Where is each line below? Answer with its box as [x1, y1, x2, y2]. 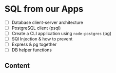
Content [4, 61, 30, 70]
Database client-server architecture [11, 19, 83, 25]
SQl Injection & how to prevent [11, 36, 73, 42]
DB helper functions [11, 47, 52, 53]
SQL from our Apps [4, 3, 84, 15]
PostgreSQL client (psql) [11, 25, 61, 31]
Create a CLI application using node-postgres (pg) [11, 31, 112, 36]
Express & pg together [11, 41, 57, 47]
